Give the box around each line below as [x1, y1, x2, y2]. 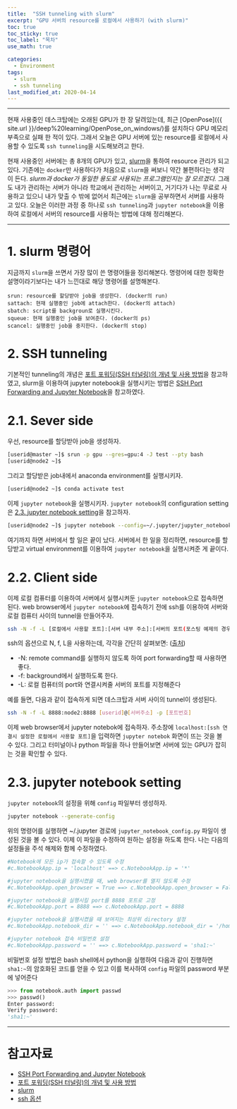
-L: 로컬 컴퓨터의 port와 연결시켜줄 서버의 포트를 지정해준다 [17, 680, 181, 689]
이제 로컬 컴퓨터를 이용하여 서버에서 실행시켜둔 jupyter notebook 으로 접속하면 [7, 594, 224, 602]
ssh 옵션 [17, 1094, 42, 1103]
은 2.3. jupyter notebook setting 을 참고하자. [7, 508, 130, 516]
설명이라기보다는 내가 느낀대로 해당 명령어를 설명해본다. [7, 277, 160, 286]
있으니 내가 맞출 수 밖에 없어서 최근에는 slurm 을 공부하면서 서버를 [25, 192, 206, 201]
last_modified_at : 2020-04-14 [7, 89, 97, 96]
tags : [7, 68, 23, 76]
